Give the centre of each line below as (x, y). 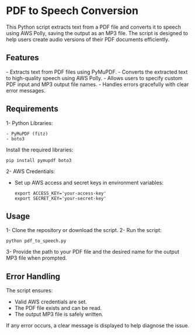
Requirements (32, 109)
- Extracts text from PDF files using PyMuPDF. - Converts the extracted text (97, 72)
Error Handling (33, 276)
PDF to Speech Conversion (72, 11)
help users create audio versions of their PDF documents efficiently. (88, 39)
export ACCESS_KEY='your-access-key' (60, 193)
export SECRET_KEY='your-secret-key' (60, 198)
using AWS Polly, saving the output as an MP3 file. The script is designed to (97, 33)
